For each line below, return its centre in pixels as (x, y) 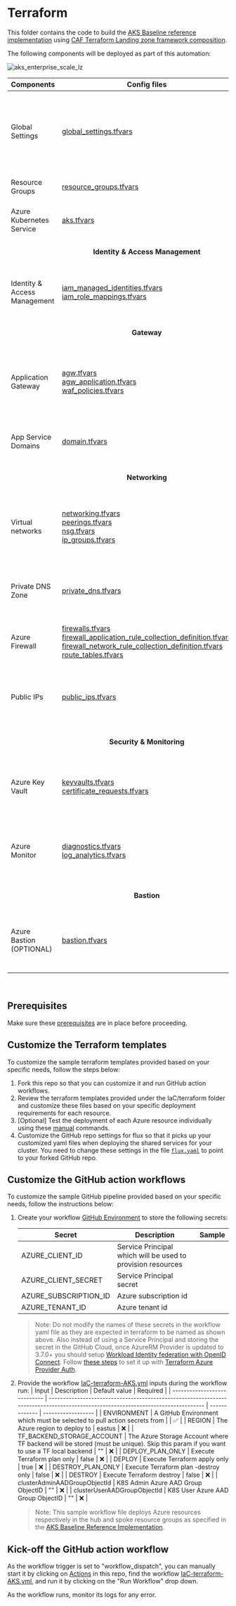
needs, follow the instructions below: (60, 1204)
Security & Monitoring (147, 741)
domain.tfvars (85, 441)
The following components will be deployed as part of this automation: (109, 53)
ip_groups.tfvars (89, 540)
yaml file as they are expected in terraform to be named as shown (130, 1332)
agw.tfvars (79, 372)
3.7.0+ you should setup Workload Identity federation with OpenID (130, 1354)
